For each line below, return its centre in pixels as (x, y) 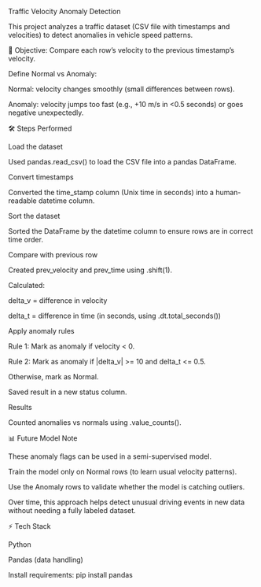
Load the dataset (35, 146)
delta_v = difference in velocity (58, 301)
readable (22, 201)
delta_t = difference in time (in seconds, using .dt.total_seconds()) (115, 316)
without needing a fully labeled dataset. (72, 510)
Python (20, 545)
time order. (26, 240)
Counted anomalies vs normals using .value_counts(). (95, 423)
